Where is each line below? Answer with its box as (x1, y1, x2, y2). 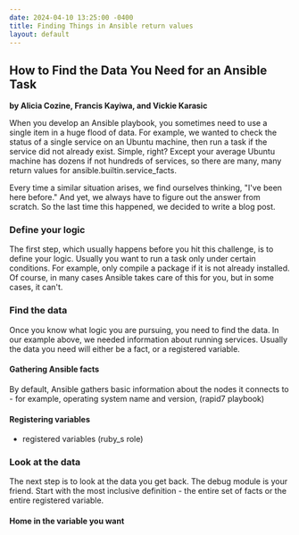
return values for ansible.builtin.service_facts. (9, 165, 177, 176)
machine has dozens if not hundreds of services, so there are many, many (9, 155, 282, 166)
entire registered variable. (9, 495, 104, 506)
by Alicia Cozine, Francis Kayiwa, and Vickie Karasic (9, 100, 208, 112)
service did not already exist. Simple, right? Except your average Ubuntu (9, 146, 275, 157)
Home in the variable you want (9, 515, 125, 527)
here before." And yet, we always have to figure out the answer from (9, 192, 261, 203)
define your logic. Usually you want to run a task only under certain (9, 254, 256, 264)
